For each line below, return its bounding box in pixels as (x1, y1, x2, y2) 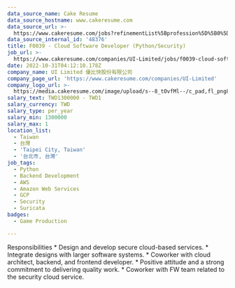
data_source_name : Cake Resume (7, 10, 99, 17)
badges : (7, 211, 30, 218)
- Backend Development (13, 172, 80, 179)
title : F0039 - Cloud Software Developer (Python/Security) (7, 43, 187, 50)
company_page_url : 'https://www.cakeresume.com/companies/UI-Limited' (7, 75, 218, 82)
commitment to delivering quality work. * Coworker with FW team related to (7, 265, 225, 273)
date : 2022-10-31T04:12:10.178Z (7, 62, 101, 69)
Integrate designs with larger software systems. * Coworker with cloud (7, 250, 211, 259)
